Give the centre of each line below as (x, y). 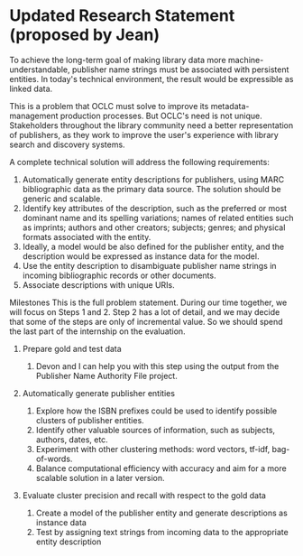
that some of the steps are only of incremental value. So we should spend (146, 321)
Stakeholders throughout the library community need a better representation (151, 125)
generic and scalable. (63, 199)
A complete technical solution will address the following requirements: (140, 162)
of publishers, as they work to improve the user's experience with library (144, 134)
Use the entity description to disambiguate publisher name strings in (149, 265)
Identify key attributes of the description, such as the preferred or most (154, 208)
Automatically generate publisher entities (99, 393)
